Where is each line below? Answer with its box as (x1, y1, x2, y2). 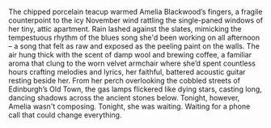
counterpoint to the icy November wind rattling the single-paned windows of (8, 15, 264, 25)
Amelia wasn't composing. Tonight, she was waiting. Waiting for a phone (8, 101, 251, 111)
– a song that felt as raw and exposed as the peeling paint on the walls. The (8, 41, 260, 51)
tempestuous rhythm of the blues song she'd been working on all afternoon (8, 32, 260, 42)
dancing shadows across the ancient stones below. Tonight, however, (8, 93, 240, 102)
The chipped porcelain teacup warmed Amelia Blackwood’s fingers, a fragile (8, 7, 263, 16)
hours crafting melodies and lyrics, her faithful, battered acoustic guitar (8, 67, 246, 76)
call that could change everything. (8, 110, 122, 120)
